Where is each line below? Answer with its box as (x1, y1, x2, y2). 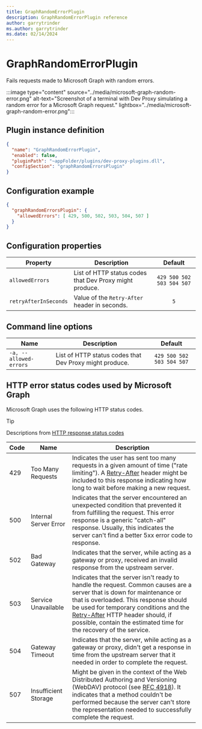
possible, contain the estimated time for (72, 618, 184, 626)
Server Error (31, 520, 66, 528)
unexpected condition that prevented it (72, 500, 182, 509)
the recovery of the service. (72, 626, 150, 634)
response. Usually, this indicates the (72, 523, 174, 532)
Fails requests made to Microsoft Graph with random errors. (6, 77, 155, 84)
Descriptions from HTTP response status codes (6, 429, 124, 436)
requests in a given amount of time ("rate (72, 461, 188, 469)
